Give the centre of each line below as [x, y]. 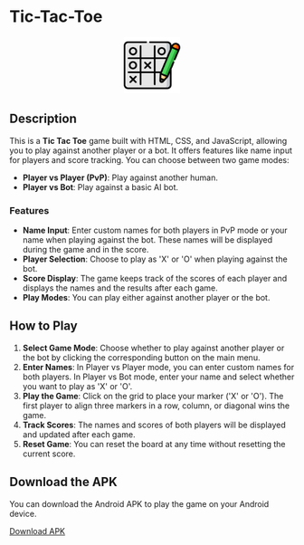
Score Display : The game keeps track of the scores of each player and [155, 279]
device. [23, 513]
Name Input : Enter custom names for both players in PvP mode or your [155, 230]
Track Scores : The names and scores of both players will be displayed [154, 425]
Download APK [38, 531]
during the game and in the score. [85, 250]
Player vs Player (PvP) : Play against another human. [120, 177]
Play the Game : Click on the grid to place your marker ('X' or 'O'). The [153, 396]
